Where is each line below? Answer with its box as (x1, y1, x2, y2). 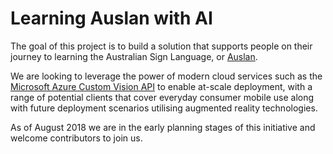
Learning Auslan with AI (10, 7, 213, 30)
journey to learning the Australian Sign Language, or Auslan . (10, 50, 258, 62)
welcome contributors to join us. (10, 132, 143, 144)
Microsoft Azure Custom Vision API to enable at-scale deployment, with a (10, 80, 313, 92)
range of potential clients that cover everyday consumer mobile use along (10, 91, 315, 103)
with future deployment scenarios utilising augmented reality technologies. (10, 102, 318, 114)
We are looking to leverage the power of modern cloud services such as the (10, 70, 323, 82)
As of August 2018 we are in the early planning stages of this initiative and (10, 121, 316, 133)
